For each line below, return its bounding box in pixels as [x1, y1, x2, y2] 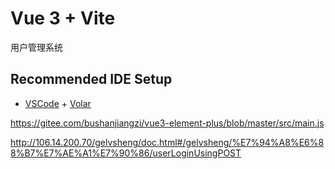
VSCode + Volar [24, 97, 92, 109]
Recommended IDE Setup [10, 71, 173, 88]
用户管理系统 [10, 41, 63, 53]
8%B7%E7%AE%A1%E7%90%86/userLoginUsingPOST [10, 147, 242, 159]
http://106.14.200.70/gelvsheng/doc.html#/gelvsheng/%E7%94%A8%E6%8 [10, 136, 325, 148]
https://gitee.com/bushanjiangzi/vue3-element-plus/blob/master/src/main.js [10, 117, 325, 129]
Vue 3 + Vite [10, 7, 116, 30]
